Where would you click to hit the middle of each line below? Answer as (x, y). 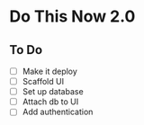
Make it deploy (50, 71)
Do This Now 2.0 (72, 17)
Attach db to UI (50, 102)
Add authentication (58, 112)
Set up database (53, 92)
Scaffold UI (43, 82)
